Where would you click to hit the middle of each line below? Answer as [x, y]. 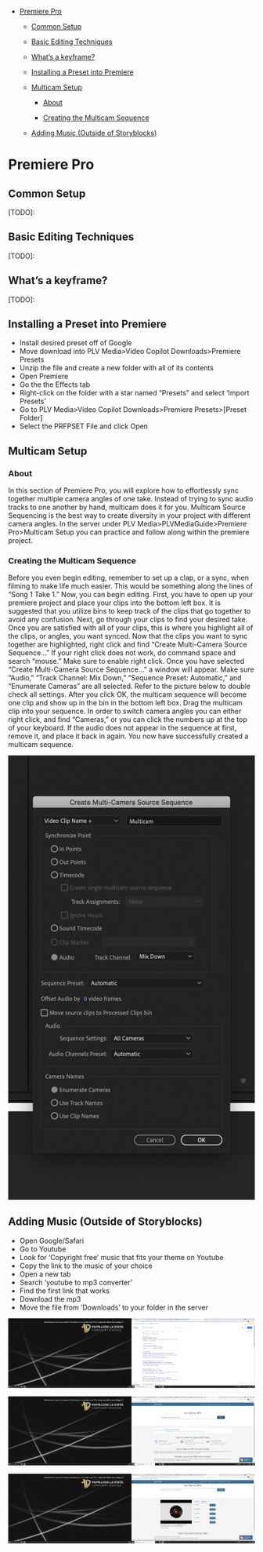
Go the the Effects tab [55, 384]
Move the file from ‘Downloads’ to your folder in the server [114, 1307]
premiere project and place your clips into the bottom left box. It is [114, 603]
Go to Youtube [43, 1249]
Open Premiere [44, 377]
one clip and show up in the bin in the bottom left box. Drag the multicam [125, 703]
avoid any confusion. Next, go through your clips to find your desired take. [128, 620]
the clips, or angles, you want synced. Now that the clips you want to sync [128, 636]
